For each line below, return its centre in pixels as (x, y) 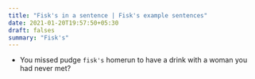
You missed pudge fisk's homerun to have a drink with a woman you (133, 60)
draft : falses (32, 30)
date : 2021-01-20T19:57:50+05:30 (64, 23)
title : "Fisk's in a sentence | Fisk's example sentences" (108, 15)
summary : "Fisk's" (39, 38)
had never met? (45, 69)
